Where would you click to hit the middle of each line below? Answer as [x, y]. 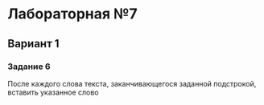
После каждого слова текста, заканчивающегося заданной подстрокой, [132, 83]
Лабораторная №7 [72, 14]
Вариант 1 [33, 44]
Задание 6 [29, 67]
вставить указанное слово [53, 92]
